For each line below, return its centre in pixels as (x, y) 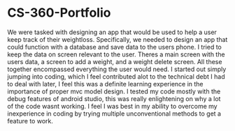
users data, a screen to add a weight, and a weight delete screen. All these (115, 61)
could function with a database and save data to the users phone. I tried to (114, 47)
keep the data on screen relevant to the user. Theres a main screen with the (116, 54)
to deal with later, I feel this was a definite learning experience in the (106, 84)
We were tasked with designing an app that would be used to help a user (112, 32)
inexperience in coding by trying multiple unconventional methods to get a (114, 114)
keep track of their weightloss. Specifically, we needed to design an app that (117, 39)
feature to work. (30, 121)
